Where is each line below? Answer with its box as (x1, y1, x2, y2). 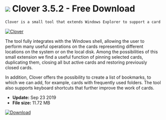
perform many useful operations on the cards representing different (5, 43, 144, 49)
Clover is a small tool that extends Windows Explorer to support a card (5, 19, 161, 24)
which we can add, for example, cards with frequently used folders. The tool (5, 79, 161, 85)
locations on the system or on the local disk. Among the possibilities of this (5, 48, 158, 55)
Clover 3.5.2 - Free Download (12, 3, 135, 14)
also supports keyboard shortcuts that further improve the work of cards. (5, 85, 155, 91)
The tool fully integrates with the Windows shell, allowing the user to (5, 38, 145, 44)
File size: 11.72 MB (12, 100, 51, 106)
